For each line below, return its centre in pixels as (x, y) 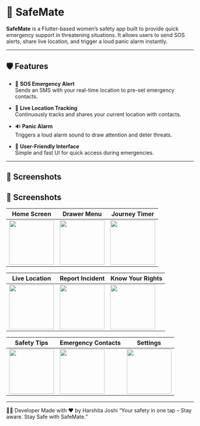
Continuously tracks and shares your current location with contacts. (98, 114)
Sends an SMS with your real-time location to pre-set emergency (94, 90)
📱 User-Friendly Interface (47, 146)
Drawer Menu (82, 214)
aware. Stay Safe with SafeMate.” (47, 416)
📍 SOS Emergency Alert (45, 83)
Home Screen (32, 214)
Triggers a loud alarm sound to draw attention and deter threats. (93, 135)
